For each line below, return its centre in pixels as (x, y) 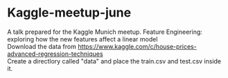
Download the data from (42, 46)
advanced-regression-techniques (55, 54)
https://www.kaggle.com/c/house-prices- (137, 46)
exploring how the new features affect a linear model (82, 39)
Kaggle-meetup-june (69, 13)
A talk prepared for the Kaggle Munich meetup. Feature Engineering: (105, 32)
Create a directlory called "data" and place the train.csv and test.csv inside (114, 61)
